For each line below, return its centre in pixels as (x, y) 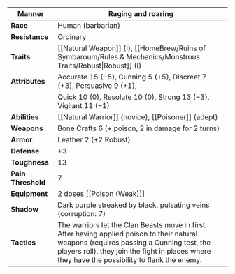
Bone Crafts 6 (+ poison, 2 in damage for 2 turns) (138, 128)
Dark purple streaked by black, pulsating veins (133, 205)
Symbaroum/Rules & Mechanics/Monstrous (129, 57)
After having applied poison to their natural (127, 234)
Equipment (29, 193)
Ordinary (72, 37)
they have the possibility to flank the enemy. (129, 260)
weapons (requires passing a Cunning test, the (134, 242)
